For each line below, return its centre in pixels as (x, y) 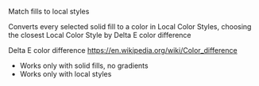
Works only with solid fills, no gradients (84, 65)
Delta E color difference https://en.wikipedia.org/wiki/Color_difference (123, 50)
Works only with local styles (66, 74)
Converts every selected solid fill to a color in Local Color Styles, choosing (130, 26)
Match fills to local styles (49, 11)
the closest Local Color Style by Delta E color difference (100, 35)
